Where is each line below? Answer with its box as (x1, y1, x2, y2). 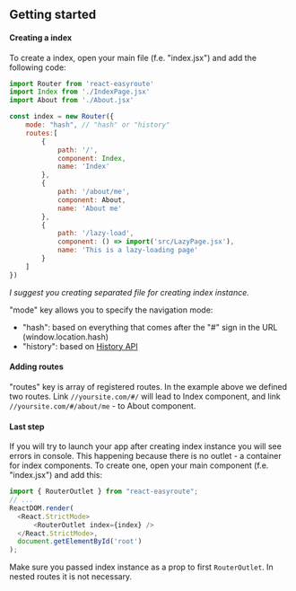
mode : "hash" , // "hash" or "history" (25, 120, 170, 129)
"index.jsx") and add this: (9, 470, 103, 481)
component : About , (57, 195, 126, 205)
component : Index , (57, 154, 126, 163)
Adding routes (9, 361, 65, 372)
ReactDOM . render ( (9, 503, 74, 513)
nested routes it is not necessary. (9, 571, 133, 582)
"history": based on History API (22, 340, 138, 351)
